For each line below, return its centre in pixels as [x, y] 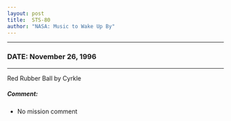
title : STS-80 [29, 20]
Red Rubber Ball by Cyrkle [44, 78]
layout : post [26, 13]
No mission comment [47, 111]
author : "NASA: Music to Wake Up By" [61, 26]
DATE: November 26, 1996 [52, 57]
